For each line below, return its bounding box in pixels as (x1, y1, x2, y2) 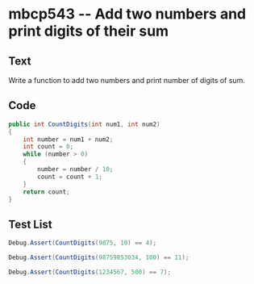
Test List (8, 217, 52, 231)
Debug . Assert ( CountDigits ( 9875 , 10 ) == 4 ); (8, 239, 157, 247)
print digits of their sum (8, 22, 169, 40)
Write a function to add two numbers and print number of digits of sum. (8, 76, 246, 85)
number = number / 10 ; (37, 165, 114, 173)
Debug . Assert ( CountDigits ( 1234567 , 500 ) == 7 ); (8, 268, 172, 276)
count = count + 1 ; (37, 173, 103, 181)
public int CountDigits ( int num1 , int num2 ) (8, 120, 160, 128)
